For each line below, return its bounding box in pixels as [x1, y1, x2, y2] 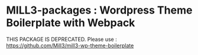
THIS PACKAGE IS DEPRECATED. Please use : [6, 35, 117, 43]
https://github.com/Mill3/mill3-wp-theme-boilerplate [6, 42, 134, 49]
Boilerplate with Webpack [6, 16, 135, 30]
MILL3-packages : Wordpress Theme [6, 4, 193, 17]
